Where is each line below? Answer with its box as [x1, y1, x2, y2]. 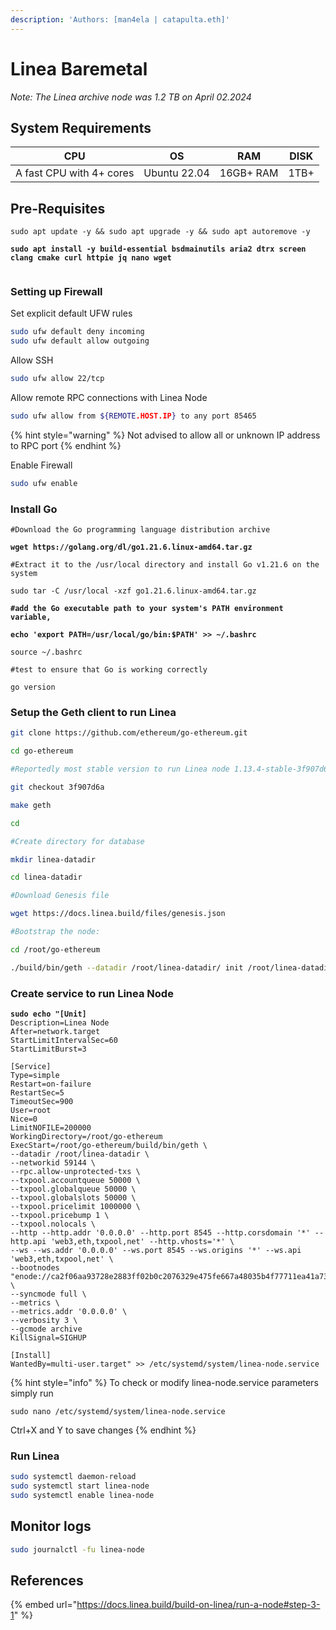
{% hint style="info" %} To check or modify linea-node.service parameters [10, 1377, 319, 1388]
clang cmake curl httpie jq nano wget [10, 253, 172, 263]
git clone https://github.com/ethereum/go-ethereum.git [10, 728, 248, 738]
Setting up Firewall [10, 285, 103, 299]
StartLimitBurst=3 [10, 1044, 87, 1054]
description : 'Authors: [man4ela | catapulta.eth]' [10, 14, 230, 25]
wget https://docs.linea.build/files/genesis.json [10, 909, 226, 919]
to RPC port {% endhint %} [10, 439, 122, 451]
